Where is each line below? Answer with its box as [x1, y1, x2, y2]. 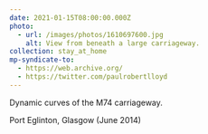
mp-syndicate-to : [9, 55, 75, 64]
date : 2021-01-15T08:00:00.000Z [9, 13, 131, 23]
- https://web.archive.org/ [17, 64, 124, 73]
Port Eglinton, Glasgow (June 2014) [9, 114, 142, 125]
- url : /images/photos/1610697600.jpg [17, 30, 165, 39]
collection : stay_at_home [9, 47, 107, 56]
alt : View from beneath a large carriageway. [25, 38, 201, 48]
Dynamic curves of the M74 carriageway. [9, 97, 163, 108]
